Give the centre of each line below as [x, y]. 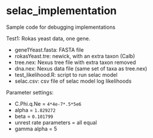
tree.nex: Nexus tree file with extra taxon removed [75, 62]
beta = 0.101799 [34, 116]
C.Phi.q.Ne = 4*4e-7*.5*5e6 [48, 103]
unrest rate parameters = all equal [56, 122]
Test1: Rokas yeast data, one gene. [48, 38]
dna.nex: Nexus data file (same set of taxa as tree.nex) [81, 68]
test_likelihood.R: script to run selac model [66, 75]
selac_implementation [61, 11]
